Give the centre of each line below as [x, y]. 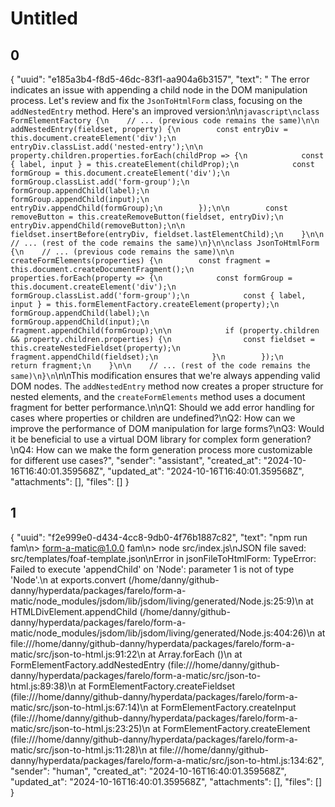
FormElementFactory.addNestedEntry [88, 664]
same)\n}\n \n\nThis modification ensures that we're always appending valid [165, 375]
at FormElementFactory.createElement [231, 728]
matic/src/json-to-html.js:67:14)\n [79, 707]
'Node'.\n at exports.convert [68, 579]
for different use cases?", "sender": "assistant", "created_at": [136, 460]
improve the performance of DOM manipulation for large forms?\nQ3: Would [167, 428]
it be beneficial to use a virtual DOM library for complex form [135, 439]
